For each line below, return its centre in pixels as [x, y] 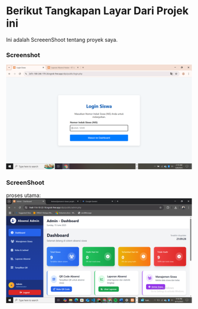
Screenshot [23, 55]
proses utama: [24, 195]
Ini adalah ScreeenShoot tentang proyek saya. [62, 40]
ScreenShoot [25, 182]
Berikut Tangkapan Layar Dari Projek [97, 11]
